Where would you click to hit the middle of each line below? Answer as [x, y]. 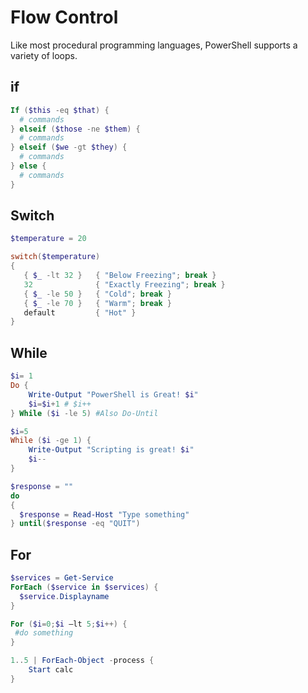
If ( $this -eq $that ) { [60, 110]
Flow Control [64, 17]
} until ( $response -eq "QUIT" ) [75, 524]
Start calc [51, 670]
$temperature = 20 [48, 239]
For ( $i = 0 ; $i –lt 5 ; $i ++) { [69, 624]
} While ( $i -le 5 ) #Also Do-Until [84, 413]
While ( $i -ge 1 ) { [51, 441]
